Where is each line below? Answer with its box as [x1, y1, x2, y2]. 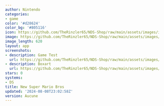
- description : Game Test [5, 52, 58, 58]
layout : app [5, 43, 29, 48]
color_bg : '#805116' [5, 25, 47, 30]
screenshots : [5, 48, 32, 53]
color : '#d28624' [5, 21, 41, 26]
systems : [5, 75, 23, 80]
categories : [5, 12, 29, 17]
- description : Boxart [5, 62, 51, 66]
